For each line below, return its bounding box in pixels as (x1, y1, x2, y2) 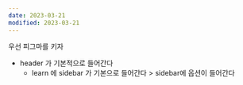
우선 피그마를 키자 (8, 41, 64, 51)
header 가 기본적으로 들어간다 (19, 58, 114, 68)
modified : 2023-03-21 (8, 19, 80, 27)
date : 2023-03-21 (8, 11, 66, 20)
